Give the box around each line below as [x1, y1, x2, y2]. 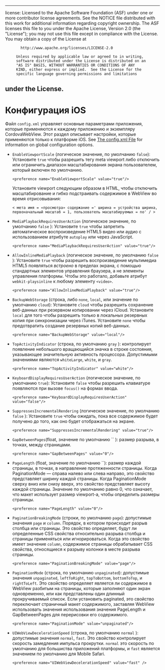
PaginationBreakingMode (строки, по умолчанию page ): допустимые [12, 515, 152, 521]
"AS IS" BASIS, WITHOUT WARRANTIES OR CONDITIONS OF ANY [16, 63, 135, 68]
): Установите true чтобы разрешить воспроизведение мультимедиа [12, 258, 157, 263]
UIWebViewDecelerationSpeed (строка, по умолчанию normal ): [12, 630, 138, 636]
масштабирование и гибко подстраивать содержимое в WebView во [12, 190, 157, 196]
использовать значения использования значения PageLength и [12, 606, 146, 612]
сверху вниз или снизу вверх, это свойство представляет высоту [12, 481, 150, 487]
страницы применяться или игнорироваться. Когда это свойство [12, 536, 150, 542]
